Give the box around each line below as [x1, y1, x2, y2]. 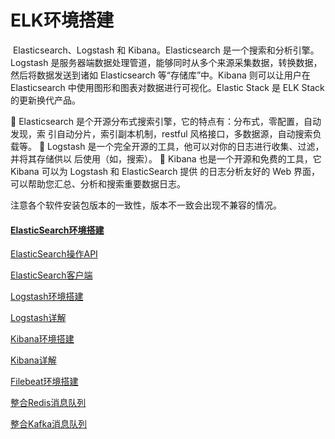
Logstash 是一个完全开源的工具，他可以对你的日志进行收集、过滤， [47, 140, 325, 152]
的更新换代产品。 [10, 94, 81, 106]
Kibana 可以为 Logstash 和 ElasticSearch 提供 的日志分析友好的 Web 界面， [10, 165, 320, 177]
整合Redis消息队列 [10, 397, 87, 409]
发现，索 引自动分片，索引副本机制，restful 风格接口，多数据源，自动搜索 [10, 127, 313, 140]
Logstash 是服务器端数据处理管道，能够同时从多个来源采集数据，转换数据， [10, 56, 323, 68]
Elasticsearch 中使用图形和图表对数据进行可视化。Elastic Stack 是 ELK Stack [10, 81, 325, 93]
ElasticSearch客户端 [10, 269, 93, 281]
